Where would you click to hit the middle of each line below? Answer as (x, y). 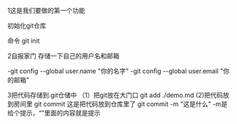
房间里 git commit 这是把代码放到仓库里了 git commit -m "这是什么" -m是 (120, 104)
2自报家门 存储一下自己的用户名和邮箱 (64, 56)
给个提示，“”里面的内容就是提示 (54, 113)
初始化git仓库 (27, 26)
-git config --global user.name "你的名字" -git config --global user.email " (115, 71)
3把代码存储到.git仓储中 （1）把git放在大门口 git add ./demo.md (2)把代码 (115, 95)
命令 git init (24, 41)
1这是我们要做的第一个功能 (46, 10)
